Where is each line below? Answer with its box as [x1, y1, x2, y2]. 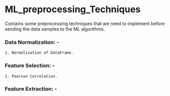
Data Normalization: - [5, 38, 59, 45]
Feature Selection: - [5, 62, 55, 69]
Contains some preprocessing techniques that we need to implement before [5, 20, 165, 27]
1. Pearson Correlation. [5, 74, 58, 79]
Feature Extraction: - [5, 85, 57, 92]
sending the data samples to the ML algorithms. [5, 26, 105, 32]
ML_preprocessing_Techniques [5, 4, 141, 15]
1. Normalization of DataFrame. [5, 50, 74, 56]
